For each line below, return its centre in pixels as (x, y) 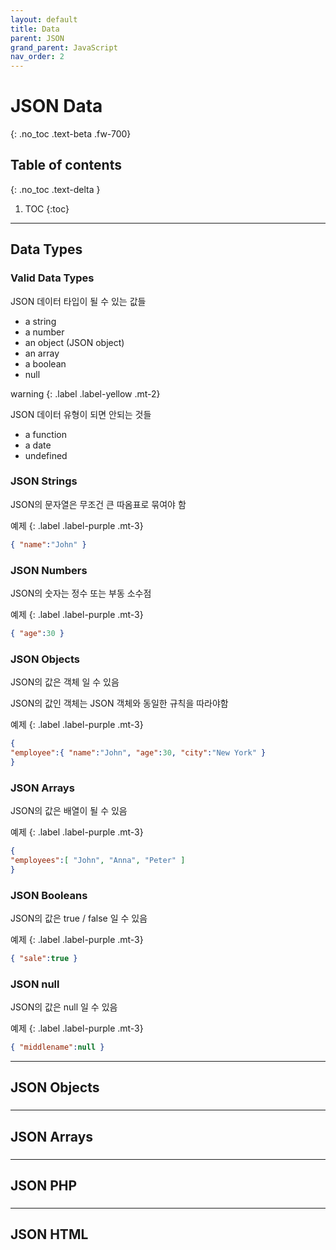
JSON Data (56, 106)
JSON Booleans (49, 895)
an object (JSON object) (74, 342)
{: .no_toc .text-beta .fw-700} (71, 134)
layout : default (44, 19)
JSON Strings (44, 481)
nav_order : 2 (37, 57)
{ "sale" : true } (44, 959)
